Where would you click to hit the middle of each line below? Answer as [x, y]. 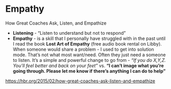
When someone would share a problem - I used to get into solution [83, 49]
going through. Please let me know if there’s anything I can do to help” [89, 71]
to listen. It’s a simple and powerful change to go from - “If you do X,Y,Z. [89, 60]
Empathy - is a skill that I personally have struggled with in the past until [89, 38]
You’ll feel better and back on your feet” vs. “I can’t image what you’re [88, 65]
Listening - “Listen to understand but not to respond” [69, 33]
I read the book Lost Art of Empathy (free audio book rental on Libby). [87, 43]
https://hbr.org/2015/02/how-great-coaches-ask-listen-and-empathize [80, 81]
